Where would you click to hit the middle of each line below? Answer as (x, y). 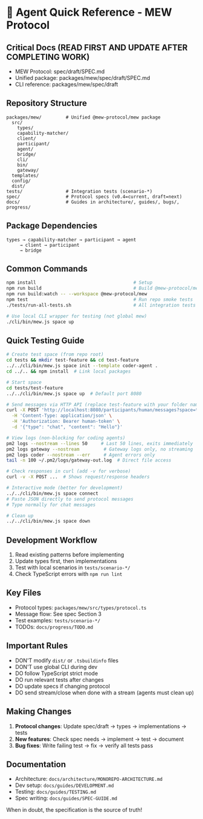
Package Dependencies (52, 226)
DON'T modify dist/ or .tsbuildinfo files (67, 660)
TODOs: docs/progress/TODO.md (54, 627)
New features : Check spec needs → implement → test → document (99, 739)
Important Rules (37, 646)
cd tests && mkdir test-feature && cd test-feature (72, 360)
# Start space (24, 382)
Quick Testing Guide (45, 340)
